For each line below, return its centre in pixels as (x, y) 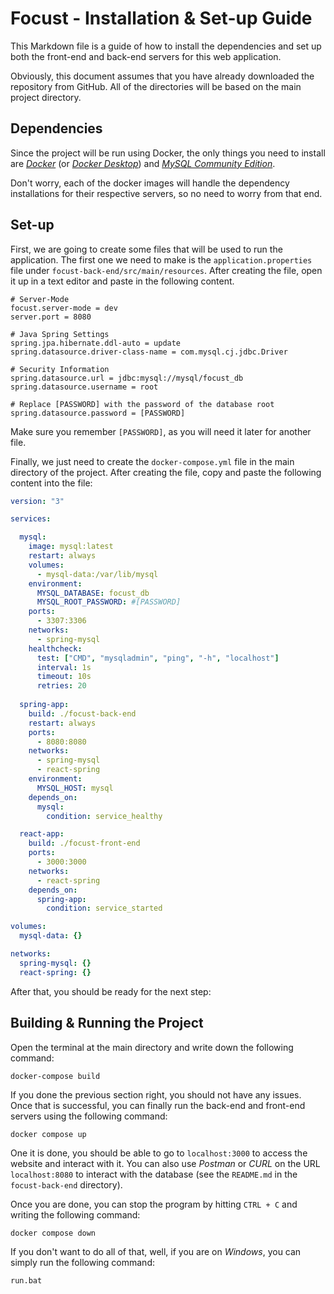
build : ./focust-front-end (84, 843)
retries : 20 (61, 686)
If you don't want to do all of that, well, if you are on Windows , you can (156, 1251)
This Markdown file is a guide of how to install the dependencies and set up (166, 46)
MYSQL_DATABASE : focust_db (93, 593)
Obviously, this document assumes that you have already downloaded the (162, 76)
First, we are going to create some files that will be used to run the (146, 249)
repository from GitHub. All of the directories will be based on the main (156, 86)
